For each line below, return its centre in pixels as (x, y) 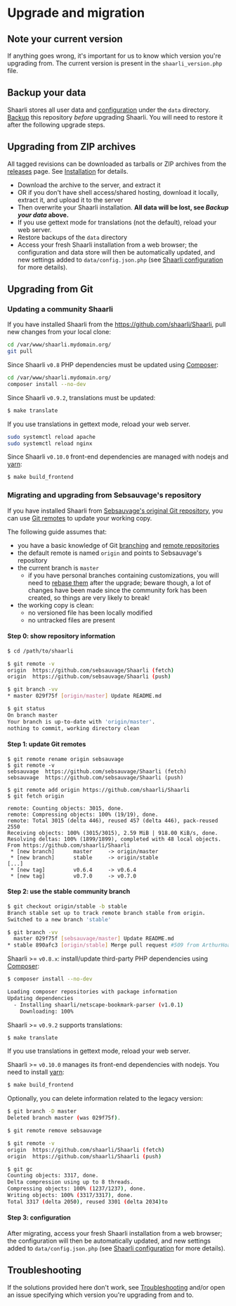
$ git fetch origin (36, 796)
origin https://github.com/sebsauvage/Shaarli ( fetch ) (91, 670)
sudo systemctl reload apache (52, 437)
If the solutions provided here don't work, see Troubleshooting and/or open (116, 1287)
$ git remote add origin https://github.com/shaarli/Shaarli (99, 790)
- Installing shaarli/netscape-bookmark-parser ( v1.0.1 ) (99, 1005)
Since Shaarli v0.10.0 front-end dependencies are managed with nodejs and (118, 457)
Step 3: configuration (39, 1217)
